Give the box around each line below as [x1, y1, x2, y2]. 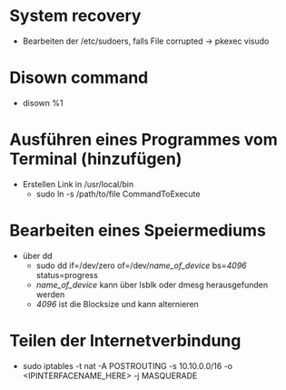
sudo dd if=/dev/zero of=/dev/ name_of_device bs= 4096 [35, 260, 247, 271]
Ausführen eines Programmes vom [9, 129, 279, 150]
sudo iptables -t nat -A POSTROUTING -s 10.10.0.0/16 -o [22, 360, 233, 371]
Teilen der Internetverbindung [9, 330, 242, 351]
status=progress [35, 269, 98, 280]
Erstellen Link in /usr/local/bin [22, 178, 134, 189]
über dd [22, 250, 53, 261]
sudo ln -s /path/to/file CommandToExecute [35, 188, 201, 199]
